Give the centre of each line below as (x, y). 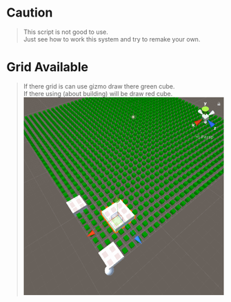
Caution (30, 13)
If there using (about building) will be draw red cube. (98, 93)
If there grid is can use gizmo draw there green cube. (99, 86)
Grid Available (48, 67)
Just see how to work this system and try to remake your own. (112, 39)
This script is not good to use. (66, 32)
